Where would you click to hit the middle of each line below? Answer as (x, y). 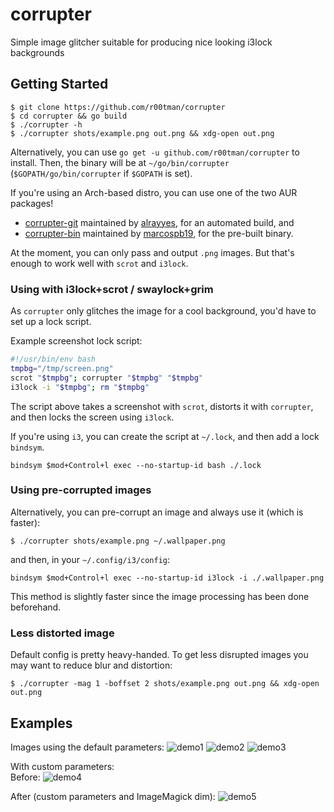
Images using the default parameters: (87, 747)
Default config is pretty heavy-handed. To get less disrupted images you (159, 655)
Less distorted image (62, 633)
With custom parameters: (62, 766)
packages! (32, 203)
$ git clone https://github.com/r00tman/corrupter (118, 107)
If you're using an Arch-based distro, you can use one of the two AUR (154, 192)
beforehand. (36, 607)
